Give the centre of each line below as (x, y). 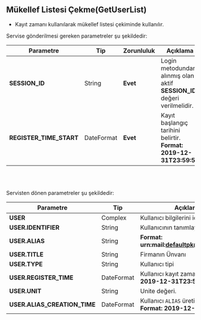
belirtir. (171, 138)
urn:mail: (153, 245)
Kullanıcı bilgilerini (166, 218)
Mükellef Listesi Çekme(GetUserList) (77, 10)
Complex (114, 218)
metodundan (179, 68)
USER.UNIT (25, 291)
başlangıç (174, 123)
